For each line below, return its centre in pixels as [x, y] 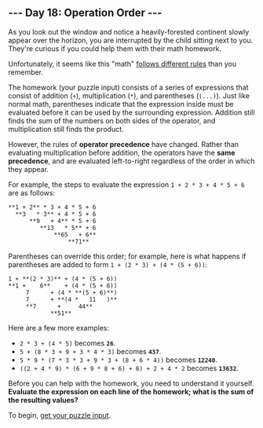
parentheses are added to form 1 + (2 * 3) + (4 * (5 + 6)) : [108, 264]
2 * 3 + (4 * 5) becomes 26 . [68, 343]
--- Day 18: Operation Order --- [85, 13]
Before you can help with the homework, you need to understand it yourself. [131, 383]
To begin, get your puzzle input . [60, 415]
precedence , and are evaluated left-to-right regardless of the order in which [131, 161]
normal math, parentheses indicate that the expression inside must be [121, 104]
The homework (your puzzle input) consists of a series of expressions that [128, 87]
